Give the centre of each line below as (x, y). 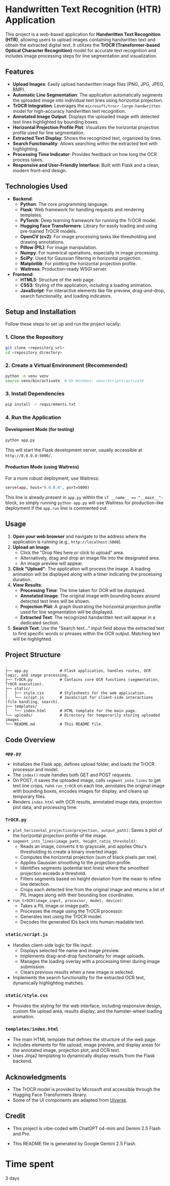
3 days (12, 1178)
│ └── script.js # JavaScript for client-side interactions (79, 698)
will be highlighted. (32, 639)
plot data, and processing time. (45, 807)
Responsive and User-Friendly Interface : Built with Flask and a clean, (86, 165)
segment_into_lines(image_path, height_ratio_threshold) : (75, 841)
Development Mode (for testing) (40, 429)
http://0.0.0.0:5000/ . (29, 455)
